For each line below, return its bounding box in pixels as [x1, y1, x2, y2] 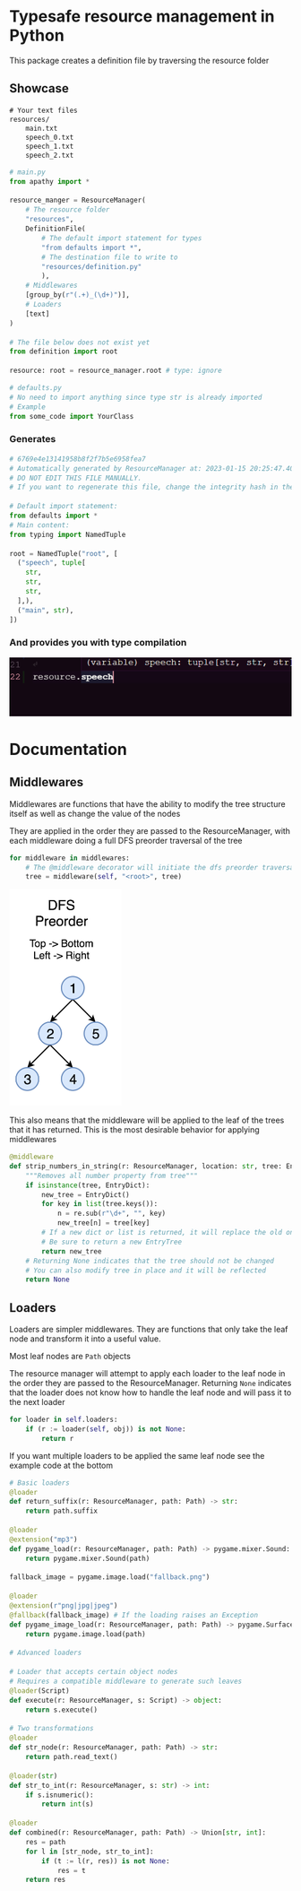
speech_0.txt [25, 133, 74, 142]
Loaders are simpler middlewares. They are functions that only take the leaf [9, 1324, 288, 1335]
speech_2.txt [25, 151, 74, 160]
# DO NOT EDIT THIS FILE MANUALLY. [9, 473, 142, 482]
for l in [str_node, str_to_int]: [25, 1847, 154, 1856]
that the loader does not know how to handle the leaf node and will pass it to [9, 1387, 292, 1398]
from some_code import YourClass [9, 412, 134, 421]
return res [25, 1876, 66, 1885]
